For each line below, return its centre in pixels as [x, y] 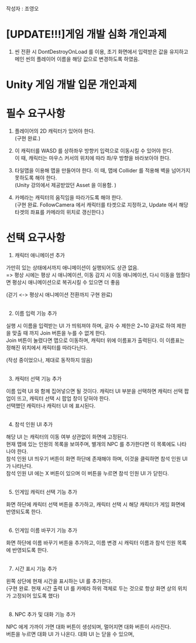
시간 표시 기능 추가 [36, 568]
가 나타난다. [20, 466]
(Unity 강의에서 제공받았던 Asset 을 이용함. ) [66, 185]
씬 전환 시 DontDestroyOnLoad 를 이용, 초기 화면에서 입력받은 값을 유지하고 [101, 51]
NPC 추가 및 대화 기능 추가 [45, 614]
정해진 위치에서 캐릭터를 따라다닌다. [47, 348]
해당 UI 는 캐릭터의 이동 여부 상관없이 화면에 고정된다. [67, 437]
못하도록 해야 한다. [36, 178]
